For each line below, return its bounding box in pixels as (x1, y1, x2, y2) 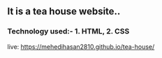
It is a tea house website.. (7, 6, 121, 17)
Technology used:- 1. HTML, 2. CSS (7, 27, 130, 36)
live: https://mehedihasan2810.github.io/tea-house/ (7, 42, 155, 51)
